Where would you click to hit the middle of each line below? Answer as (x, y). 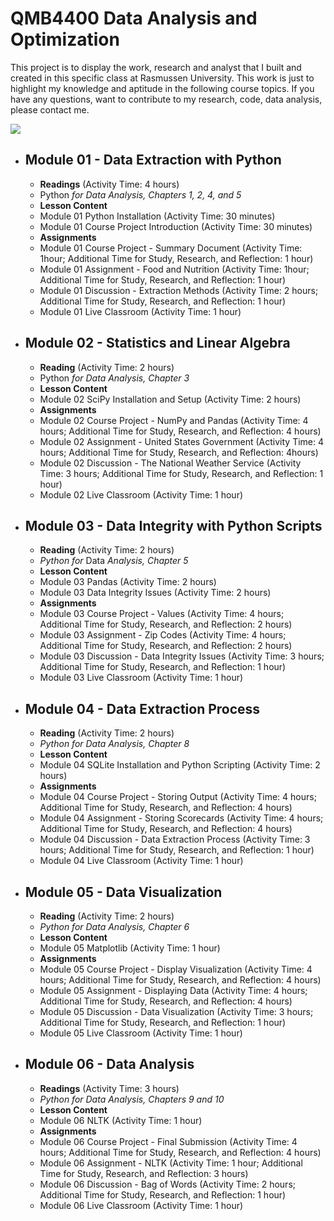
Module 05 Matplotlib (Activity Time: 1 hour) (130, 948)
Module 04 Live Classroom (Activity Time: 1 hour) (141, 861)
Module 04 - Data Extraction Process (142, 708)
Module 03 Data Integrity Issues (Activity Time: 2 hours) (155, 593)
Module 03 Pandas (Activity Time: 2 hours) (128, 582)
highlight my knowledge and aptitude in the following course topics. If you (162, 88)
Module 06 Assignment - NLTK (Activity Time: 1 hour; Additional (171, 1163)
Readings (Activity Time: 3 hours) (109, 1088)
